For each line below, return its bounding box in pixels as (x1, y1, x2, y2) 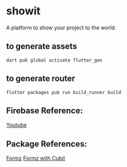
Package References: (6, 139, 88, 149)
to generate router (6, 74, 76, 84)
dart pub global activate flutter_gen (6, 57, 103, 63)
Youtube (6, 122, 27, 129)
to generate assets (6, 41, 78, 51)
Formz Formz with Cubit (6, 154, 66, 162)
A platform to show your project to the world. (6, 24, 116, 31)
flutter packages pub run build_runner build (6, 89, 121, 95)
